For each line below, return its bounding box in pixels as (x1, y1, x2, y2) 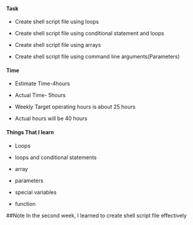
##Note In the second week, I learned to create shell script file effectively (6, 212, 187, 219)
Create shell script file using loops (14, 18, 99, 25)
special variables (14, 188, 57, 196)
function (14, 200, 36, 207)
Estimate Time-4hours (14, 80, 71, 87)
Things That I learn (6, 129, 54, 136)
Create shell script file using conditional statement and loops (14, 30, 164, 37)
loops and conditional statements (14, 154, 97, 161)
